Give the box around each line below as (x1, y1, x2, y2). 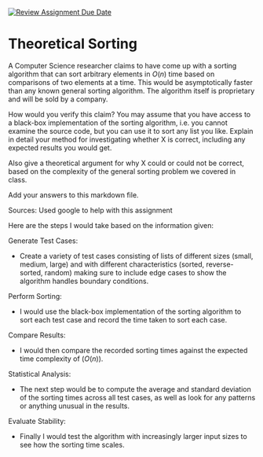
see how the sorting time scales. (19, 440, 125, 449)
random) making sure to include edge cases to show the (44, 267, 227, 277)
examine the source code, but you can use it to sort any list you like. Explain (8, 126, 254, 135)
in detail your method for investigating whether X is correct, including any (8, 135, 246, 144)
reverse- (206, 260, 234, 269)
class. (8, 175, 27, 184)
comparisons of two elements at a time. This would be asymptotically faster (8, 77, 253, 87)
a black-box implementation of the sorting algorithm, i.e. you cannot (8, 118, 228, 127)
